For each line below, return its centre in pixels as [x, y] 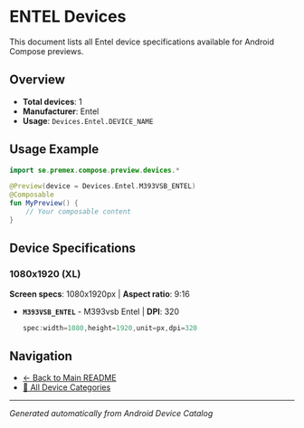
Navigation [41, 356]
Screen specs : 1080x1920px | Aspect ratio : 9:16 [100, 294]
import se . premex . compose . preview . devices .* [95, 170]
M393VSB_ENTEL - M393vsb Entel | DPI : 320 [100, 311]
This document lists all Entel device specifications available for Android [142, 42]
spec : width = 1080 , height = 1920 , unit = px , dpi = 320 [109, 328]
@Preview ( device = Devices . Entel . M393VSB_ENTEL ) [103, 186]
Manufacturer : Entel [61, 111]
